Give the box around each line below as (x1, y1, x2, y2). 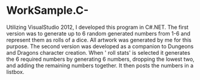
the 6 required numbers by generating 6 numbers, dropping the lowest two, (6, 55, 195, 63)
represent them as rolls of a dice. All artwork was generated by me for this (6, 36, 192, 43)
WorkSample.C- (6, 4, 89, 17)
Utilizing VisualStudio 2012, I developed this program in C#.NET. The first (6, 23, 189, 31)
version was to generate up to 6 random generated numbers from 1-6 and (6, 29, 191, 37)
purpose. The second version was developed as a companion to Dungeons (6, 43, 194, 50)
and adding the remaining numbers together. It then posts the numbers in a (6, 61, 194, 69)
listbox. (6, 68, 25, 75)
